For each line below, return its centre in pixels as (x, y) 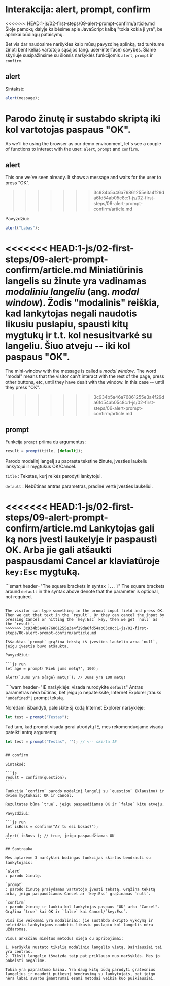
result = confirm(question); (36, 777)
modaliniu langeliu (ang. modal (72, 292)
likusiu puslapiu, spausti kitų (67, 324)
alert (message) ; (22, 98)
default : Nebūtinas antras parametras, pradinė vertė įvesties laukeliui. (79, 486)
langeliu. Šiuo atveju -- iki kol (68, 346)
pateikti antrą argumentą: (31, 732)
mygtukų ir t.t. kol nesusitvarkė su (79, 335)
